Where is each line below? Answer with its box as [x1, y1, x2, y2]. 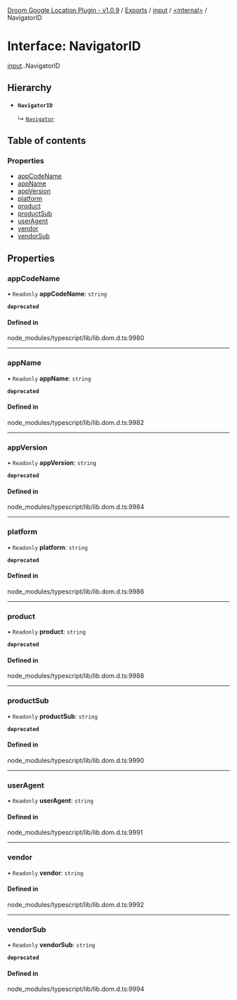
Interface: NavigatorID [7, 38, 141, 54]
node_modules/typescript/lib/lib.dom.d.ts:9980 [7, 334, 145, 342]
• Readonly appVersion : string [7, 459, 97, 467]
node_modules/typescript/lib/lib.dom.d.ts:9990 [7, 756, 145, 764]
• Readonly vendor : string [7, 868, 84, 877]
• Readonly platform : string [7, 543, 88, 551]
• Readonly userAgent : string [7, 797, 94, 805]
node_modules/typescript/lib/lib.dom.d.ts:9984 [7, 502, 145, 511]
